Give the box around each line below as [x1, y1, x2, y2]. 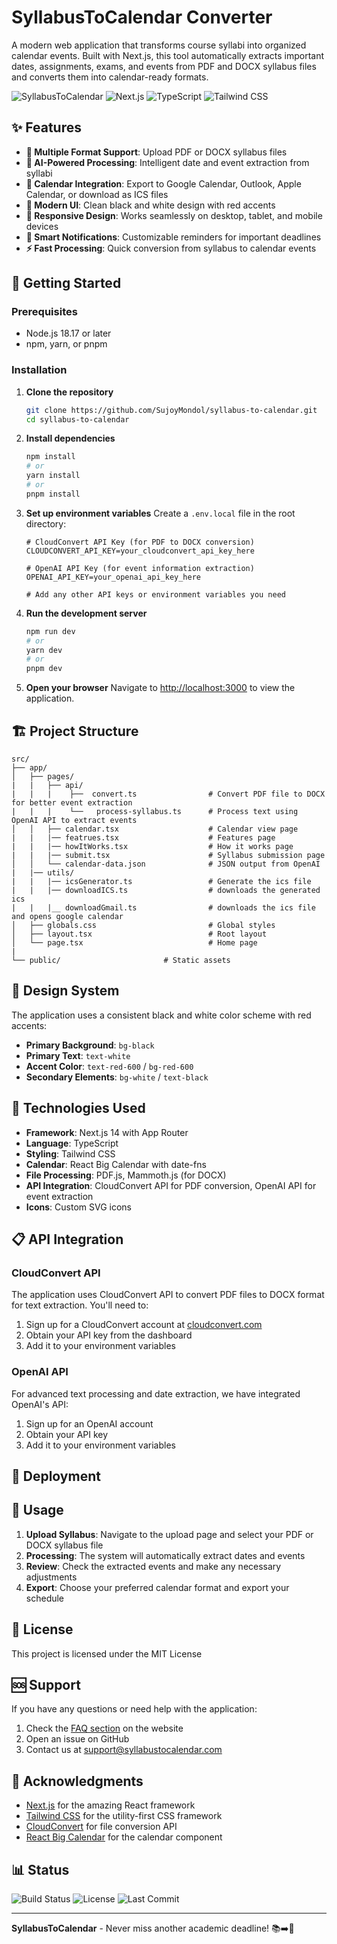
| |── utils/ [11, 868, 75, 878]
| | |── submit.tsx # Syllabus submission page [11, 851, 326, 861]
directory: [25, 517, 67, 530]
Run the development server [25, 607, 148, 619]
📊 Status [11, 1861, 70, 1878]
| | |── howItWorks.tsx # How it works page [11, 842, 294, 852]
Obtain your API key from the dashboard [25, 1329, 193, 1341]
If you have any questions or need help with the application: [11, 1703, 258, 1715]
